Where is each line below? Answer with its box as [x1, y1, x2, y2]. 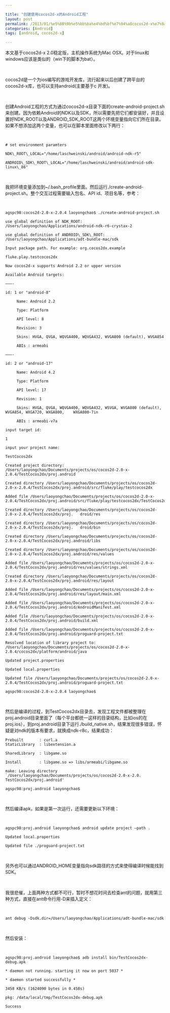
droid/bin [80, 525, 101, 530]
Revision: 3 [16, 325, 42, 331]
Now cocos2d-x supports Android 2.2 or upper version [5, 264, 121, 269]
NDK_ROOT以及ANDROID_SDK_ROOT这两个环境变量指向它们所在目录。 [14, 116, 164, 122]
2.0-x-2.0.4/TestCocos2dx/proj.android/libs [5, 538, 101, 544]
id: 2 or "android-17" [5, 361, 53, 366]
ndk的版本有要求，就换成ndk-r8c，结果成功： [18, 728, 114, 734]
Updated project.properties [5, 658, 65, 663]
